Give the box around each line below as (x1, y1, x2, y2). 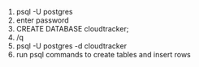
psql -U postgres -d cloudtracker (15, 41, 128, 51)
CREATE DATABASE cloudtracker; (15, 24, 129, 33)
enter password (15, 15, 69, 25)
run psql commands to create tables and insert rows (15, 50, 191, 59)
